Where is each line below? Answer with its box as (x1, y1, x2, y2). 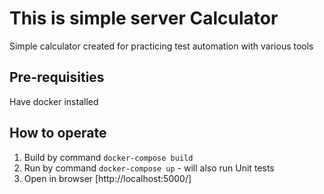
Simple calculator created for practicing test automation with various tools (9, 40, 314, 52)
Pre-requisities (9, 69, 105, 86)
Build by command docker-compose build (23, 151, 194, 163)
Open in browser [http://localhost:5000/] (23, 172, 192, 184)
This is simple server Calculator (9, 7, 279, 30)
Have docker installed (9, 95, 99, 107)
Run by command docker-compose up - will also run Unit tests (23, 162, 275, 174)
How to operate (9, 125, 107, 142)
